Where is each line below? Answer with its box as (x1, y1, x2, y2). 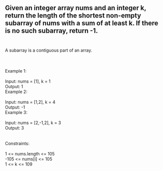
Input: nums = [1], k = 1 (5, 78, 51, 84)
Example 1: (5, 68, 27, 74)
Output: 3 (5, 125, 24, 131)
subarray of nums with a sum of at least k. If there (5, 19, 159, 27)
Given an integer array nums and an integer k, (5, 4, 146, 12)
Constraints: (5, 140, 30, 146)
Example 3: (5, 109, 28, 115)
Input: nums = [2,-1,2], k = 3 (5, 119, 61, 126)
